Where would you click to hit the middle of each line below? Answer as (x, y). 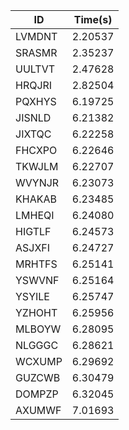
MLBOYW (38, 329)
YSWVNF (37, 280)
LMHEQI (35, 215)
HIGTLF (33, 231)
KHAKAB (36, 199)
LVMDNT (36, 36)
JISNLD (33, 117)
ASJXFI (33, 247)
